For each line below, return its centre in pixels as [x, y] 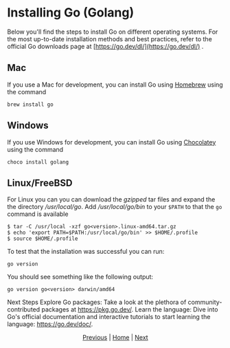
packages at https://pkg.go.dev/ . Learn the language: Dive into [130, 309]
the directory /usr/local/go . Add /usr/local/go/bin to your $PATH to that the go [115, 207]
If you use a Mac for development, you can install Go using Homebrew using [115, 85]
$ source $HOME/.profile [43, 239]
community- [205, 302]
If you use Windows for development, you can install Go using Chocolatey [112, 142]
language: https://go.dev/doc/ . [50, 324]
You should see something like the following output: [80, 277]
